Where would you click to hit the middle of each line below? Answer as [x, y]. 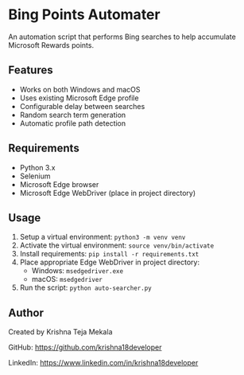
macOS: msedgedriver [67, 279]
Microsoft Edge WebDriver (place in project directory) [108, 193]
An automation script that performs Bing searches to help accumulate [122, 37]
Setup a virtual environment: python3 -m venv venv [103, 237]
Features [31, 70]
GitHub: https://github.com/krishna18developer [85, 347]
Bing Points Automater [84, 15]
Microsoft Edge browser [59, 184]
